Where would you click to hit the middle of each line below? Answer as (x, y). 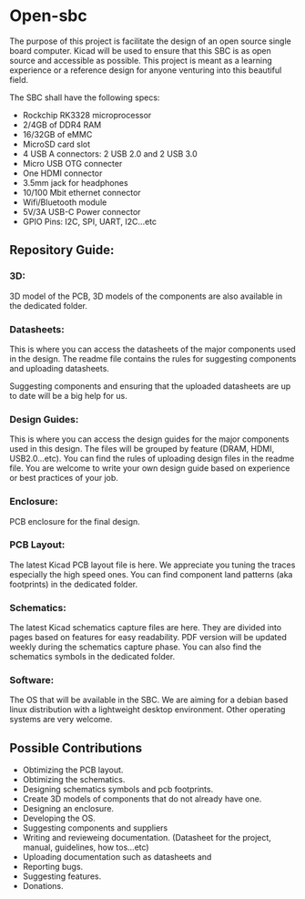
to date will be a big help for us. (68, 395)
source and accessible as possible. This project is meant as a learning (141, 60)
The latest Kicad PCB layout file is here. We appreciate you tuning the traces (152, 565)
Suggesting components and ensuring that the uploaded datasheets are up (150, 386)
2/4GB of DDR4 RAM (62, 125)
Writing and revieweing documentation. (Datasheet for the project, (147, 838)
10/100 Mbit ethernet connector (81, 192)
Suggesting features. (62, 876)
